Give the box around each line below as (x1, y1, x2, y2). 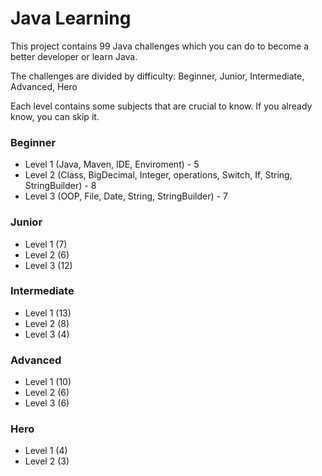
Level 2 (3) (24, 455, 70, 467)
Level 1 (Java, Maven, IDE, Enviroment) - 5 (24, 158, 200, 171)
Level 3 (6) (24, 397, 70, 409)
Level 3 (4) (24, 328, 70, 340)
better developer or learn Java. (10, 50, 138, 62)
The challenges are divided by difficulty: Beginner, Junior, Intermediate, (10, 70, 305, 82)
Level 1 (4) (24, 445, 68, 457)
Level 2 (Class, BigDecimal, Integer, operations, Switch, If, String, (24, 169, 293, 181)
